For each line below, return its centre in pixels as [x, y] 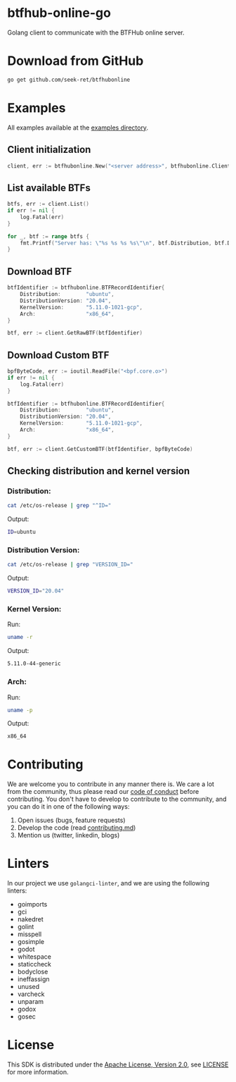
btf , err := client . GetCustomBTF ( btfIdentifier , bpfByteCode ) [100, 449]
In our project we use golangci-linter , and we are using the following [108, 883]
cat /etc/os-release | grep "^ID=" [59, 506]
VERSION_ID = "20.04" [36, 591]
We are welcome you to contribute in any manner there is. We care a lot [111, 784]
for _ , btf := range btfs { [48, 236]
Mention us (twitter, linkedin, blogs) [68, 835]
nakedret [30, 919]
